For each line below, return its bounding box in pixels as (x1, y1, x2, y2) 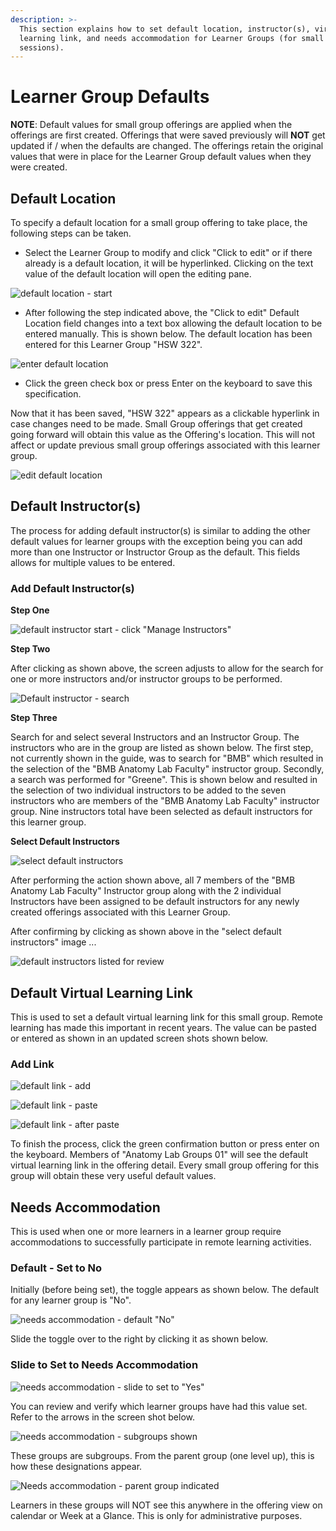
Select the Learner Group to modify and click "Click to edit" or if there (24, 247, 313, 258)
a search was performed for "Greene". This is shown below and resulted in (10, 774, 318, 786)
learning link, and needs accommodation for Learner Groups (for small (19, 33, 325, 43)
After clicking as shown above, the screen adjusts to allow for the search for (10, 662, 324, 675)
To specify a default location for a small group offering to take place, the (10, 217, 308, 228)
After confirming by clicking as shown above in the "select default (10, 926, 282, 938)
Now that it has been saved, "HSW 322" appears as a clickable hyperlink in (10, 407, 320, 419)
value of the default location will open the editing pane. (24, 268, 252, 280)
